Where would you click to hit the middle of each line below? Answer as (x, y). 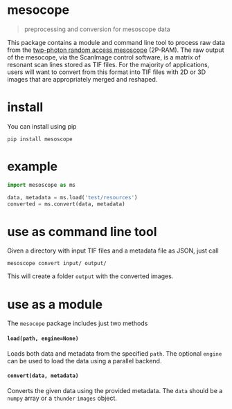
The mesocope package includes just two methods (78, 323)
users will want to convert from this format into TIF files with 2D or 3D (107, 72)
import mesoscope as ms (42, 185)
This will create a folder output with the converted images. (90, 276)
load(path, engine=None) (43, 338)
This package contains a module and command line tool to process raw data (116, 42)
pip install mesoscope (40, 139)
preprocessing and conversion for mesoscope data (97, 29)
